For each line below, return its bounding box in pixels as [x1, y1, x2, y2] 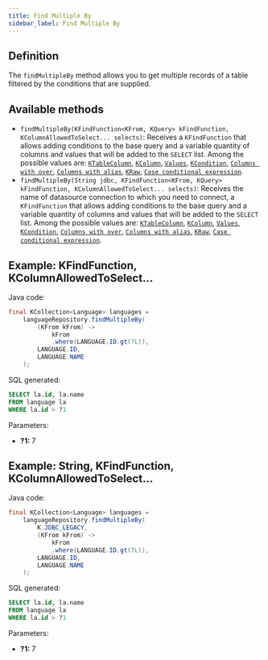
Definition [8, 49, 59, 63]
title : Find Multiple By [8, 11, 92, 20]
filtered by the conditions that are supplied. [8, 79, 151, 89]
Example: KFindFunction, [8, 259, 137, 272]
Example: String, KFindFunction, [8, 459, 175, 472]
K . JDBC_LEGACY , [37, 524, 89, 532]
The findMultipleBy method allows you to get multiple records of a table [8, 70, 249, 81]
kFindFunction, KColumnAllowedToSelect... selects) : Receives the [19, 184, 244, 193]
